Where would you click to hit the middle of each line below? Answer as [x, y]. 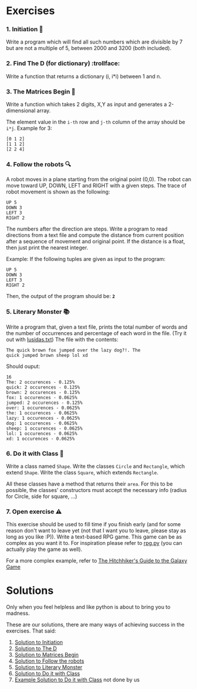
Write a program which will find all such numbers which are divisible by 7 [94, 42]
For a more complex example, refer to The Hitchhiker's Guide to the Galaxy [97, 561]
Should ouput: [23, 366]
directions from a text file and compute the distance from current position [95, 235]
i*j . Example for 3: [29, 128]
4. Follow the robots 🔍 [39, 164]
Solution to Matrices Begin [47, 655]
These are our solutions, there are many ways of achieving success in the [95, 625]
